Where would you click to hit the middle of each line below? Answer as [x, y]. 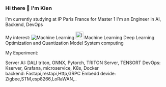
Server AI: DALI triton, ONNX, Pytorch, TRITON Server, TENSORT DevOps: [83, 63]
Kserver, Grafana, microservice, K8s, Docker [52, 68]
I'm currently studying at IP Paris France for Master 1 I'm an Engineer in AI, [83, 19]
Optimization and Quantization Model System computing [64, 43]
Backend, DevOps [24, 24]
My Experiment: [22, 53]
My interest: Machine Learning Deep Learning [80, 38]
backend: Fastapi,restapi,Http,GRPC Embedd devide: [61, 74]
